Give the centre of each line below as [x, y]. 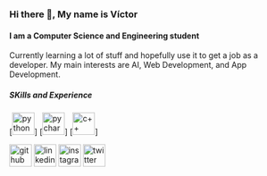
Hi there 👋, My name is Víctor [74, 14]
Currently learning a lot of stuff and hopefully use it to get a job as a [134, 55]
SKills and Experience [51, 95]
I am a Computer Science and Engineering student [104, 36]
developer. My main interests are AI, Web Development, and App [128, 65]
